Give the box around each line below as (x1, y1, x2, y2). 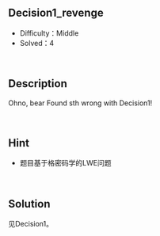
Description (8, 77, 67, 90)
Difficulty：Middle (19, 28, 79, 38)
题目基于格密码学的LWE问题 (19, 158, 112, 168)
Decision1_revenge (8, 6, 105, 20)
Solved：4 (19, 38, 55, 48)
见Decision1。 (8, 219, 54, 229)
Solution (8, 197, 51, 211)
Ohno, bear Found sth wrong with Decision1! (8, 98, 153, 108)
